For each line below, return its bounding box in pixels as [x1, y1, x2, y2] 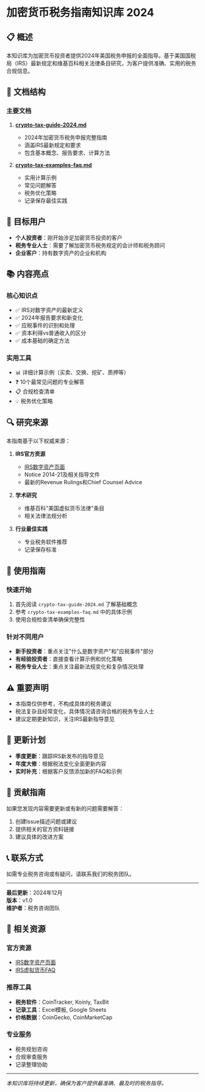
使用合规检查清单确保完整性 [15, 616, 85, 623]
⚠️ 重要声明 [6, 682, 49, 693]
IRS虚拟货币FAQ [15, 967, 56, 974]
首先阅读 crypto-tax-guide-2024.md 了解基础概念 [15, 600, 138, 608]
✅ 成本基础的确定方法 [15, 337, 70, 345]
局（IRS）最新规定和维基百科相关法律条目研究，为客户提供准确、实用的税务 [6, 59, 196, 67]
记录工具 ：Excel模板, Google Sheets [15, 1006, 107, 1013]
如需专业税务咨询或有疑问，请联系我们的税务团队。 [6, 870, 135, 877]
